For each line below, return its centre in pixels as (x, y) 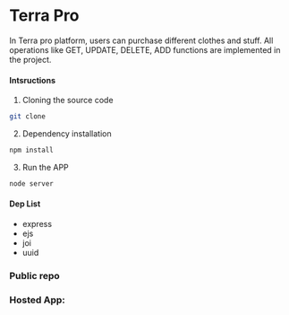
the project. (30, 59)
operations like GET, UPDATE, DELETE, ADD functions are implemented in (145, 49)
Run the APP (45, 167)
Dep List (25, 204)
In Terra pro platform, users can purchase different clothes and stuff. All (141, 40)
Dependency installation (67, 134)
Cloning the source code (68, 101)
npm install (31, 150)
